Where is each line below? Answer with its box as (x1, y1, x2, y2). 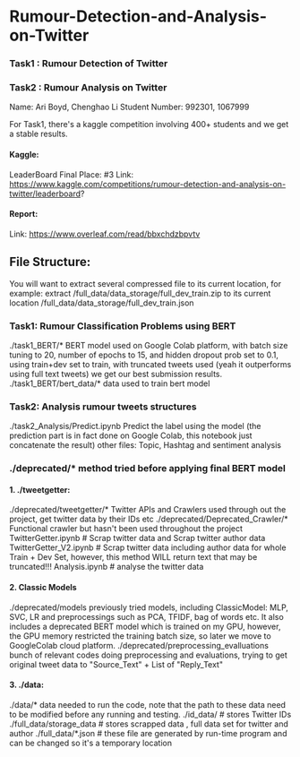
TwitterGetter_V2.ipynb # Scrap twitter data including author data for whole (9, 542, 287, 553)
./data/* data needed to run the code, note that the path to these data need (9, 699, 287, 710)
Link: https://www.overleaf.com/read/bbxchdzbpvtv (9, 228, 201, 239)
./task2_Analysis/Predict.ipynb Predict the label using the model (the (9, 421, 261, 432)
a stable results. (9, 128, 69, 140)
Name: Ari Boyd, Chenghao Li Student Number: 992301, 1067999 (9, 101, 250, 113)
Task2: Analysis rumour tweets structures (9, 400, 197, 413)
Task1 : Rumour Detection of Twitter (9, 57, 168, 70)
